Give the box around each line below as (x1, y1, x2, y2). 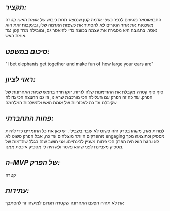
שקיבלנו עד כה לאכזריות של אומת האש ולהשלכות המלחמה (5, 100, 117, 106)
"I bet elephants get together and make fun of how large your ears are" (5, 61, 154, 67)
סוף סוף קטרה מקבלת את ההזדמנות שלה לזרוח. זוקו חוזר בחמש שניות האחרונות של (5, 89, 164, 95)
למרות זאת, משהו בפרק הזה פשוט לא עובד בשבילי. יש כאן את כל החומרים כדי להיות (5, 128, 165, 134)
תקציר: (5, 3, 27, 12)
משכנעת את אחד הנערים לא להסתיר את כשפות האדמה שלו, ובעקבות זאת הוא (5, 22, 154, 28)
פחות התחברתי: (5, 114, 54, 122)
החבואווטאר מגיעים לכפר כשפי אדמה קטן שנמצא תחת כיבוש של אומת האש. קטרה (5, 16, 162, 22)
